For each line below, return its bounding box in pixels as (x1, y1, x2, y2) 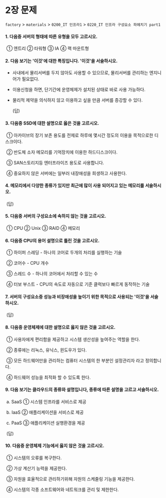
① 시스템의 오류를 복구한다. (6, 455, 62, 461)
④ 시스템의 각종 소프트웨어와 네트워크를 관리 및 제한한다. (6, 487, 119, 493)
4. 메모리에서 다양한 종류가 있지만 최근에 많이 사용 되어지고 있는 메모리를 (5, 182, 145, 188)
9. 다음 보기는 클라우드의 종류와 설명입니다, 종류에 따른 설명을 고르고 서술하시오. (5, 387, 159, 393)
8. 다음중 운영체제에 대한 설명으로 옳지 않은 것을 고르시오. (5, 324, 116, 330)
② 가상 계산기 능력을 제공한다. (6, 465, 67, 471)
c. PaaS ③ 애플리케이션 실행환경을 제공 (6, 420, 86, 426)
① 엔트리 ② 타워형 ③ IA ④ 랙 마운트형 (6, 45, 89, 51)
